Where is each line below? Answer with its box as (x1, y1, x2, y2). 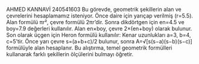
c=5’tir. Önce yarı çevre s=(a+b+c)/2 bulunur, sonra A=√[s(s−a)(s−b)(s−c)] (6, 38, 193, 45)
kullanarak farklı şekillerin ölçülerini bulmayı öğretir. (6, 51, 134, 57)
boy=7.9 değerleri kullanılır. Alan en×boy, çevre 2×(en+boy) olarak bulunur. (6, 25, 192, 32)
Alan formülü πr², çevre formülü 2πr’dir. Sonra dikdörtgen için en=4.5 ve (6, 19, 185, 25)
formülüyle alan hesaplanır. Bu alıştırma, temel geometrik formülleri (6, 44, 172, 51)
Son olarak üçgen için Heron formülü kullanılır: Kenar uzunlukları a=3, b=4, (6, 31, 191, 39)
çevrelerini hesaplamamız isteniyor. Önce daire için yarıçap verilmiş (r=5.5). (6, 12, 194, 19)
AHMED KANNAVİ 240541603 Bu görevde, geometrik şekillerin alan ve (6, 6, 182, 13)
